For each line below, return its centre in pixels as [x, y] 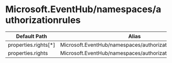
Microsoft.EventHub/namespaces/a [83, 9]
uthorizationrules [43, 20]
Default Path [31, 36]
